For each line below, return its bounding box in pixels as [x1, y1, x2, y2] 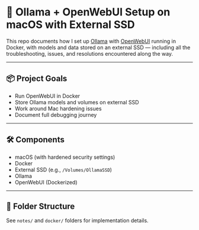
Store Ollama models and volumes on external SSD [14, 98, 139, 106]
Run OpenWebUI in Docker [14, 92, 81, 100]
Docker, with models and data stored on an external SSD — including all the [6, 44, 191, 51]
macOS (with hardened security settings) [14, 154, 115, 161]
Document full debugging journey [14, 111, 97, 118]
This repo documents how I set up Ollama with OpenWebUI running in [6, 37, 176, 44]
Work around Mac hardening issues [14, 105, 102, 112]
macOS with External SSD [6, 18, 135, 31]
